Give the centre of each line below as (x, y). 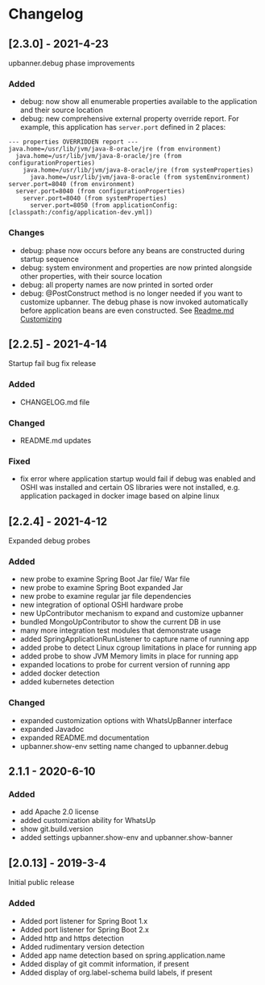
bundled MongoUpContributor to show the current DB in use (120, 622)
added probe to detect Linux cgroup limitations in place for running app (139, 648)
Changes (27, 233)
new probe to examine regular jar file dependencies (106, 596)
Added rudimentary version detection (82, 946)
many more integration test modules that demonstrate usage (120, 630)
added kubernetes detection (67, 682)
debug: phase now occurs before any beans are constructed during (132, 250)
